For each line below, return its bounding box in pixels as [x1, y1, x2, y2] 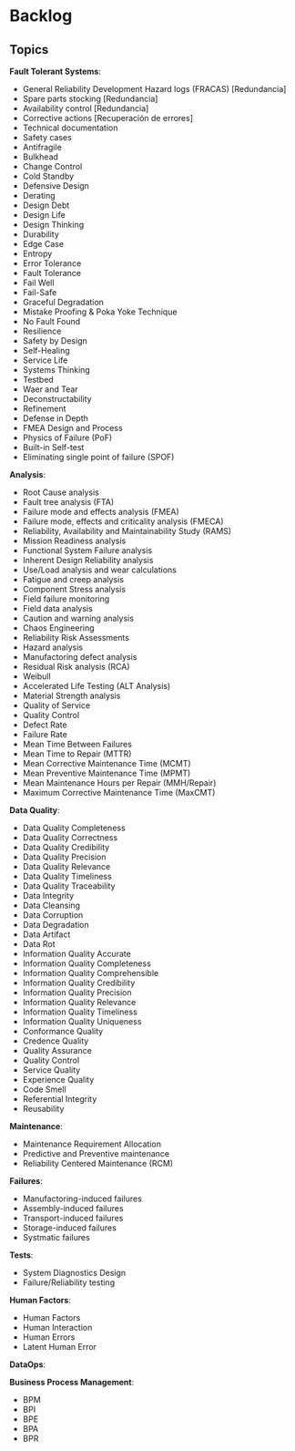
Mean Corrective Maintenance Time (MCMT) [22, 758, 191, 768]
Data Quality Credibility [22, 842, 110, 852]
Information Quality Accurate [22, 949, 132, 959]
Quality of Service [22, 700, 91, 711]
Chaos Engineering [22, 623, 95, 633]
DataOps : [9, 1359, 46, 1370]
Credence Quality [22, 1035, 89, 1046]
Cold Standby [22, 170, 75, 181]
